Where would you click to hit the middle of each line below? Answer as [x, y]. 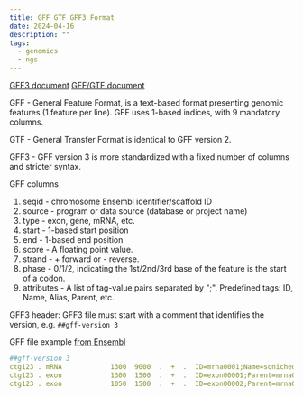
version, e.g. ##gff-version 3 [64, 324]
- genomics [38, 51]
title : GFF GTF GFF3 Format [62, 18]
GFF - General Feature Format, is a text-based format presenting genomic [147, 103]
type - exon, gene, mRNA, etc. [78, 221]
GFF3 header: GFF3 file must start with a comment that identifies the [137, 315]
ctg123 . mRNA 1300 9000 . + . [98, 366]
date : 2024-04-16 [42, 26]
